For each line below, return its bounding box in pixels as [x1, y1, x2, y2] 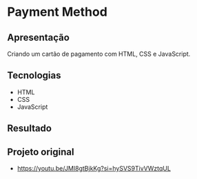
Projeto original [7, 146, 74, 158]
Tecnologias [7, 70, 61, 81]
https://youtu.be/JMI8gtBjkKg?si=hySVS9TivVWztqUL [17, 165, 171, 173]
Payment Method [7, 4, 108, 20]
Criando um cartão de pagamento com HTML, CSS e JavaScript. [7, 50, 191, 58]
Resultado [7, 123, 52, 134]
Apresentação [7, 32, 70, 43]
